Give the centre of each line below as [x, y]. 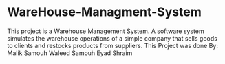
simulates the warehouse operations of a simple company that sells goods [112, 38]
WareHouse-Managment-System [104, 12]
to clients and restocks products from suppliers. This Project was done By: [113, 45]
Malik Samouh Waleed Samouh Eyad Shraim [70, 53]
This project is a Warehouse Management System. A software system [106, 31]
